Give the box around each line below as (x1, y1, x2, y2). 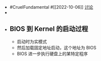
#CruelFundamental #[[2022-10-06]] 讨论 (9, 4, 93, 10)
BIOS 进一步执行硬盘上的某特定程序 (17, 50, 88, 57)
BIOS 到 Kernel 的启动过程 (9, 25, 88, 33)
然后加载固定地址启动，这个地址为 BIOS (17, 45, 97, 50)
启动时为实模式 (17, 38, 47, 45)
